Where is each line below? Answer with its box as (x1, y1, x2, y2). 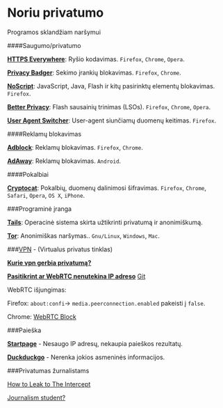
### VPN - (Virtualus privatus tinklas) (7, 245, 113, 253)
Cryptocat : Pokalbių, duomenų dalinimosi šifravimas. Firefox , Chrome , (7, 183, 207, 192)
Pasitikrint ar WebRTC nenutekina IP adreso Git (7, 272, 146, 280)
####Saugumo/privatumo (7, 41, 81, 49)
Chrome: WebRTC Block (7, 312, 76, 321)
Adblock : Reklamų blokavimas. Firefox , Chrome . (7, 143, 144, 151)
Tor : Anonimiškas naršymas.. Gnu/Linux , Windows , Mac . (7, 231, 160, 240)
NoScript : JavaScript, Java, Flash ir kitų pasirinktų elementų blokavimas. (7, 81, 215, 90)
